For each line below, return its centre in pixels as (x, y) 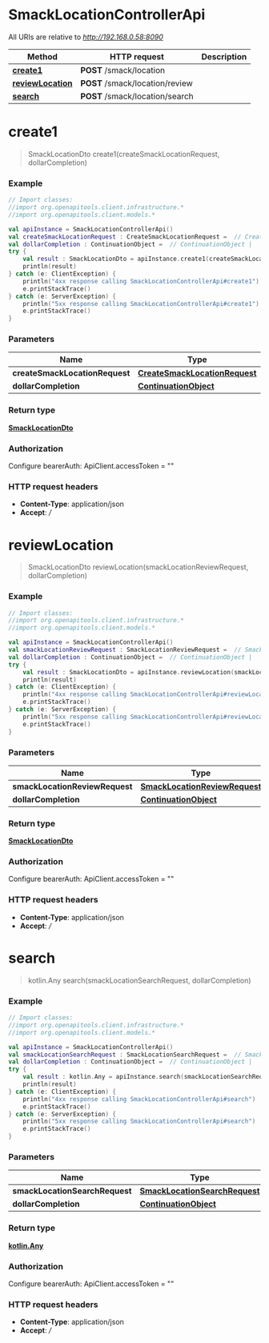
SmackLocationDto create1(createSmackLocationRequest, (124, 154)
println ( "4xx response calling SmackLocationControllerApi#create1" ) (141, 281)
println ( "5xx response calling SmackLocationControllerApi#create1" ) (141, 304)
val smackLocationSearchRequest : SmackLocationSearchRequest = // (125, 1055)
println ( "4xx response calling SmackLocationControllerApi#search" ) (139, 1099)
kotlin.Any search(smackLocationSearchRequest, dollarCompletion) (139, 980)
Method (42, 56)
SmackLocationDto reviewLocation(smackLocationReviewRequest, (138, 567)
